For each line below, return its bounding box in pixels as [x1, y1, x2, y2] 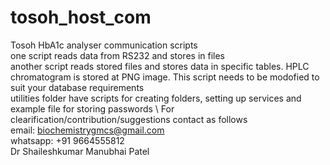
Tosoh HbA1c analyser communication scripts [10, 39, 198, 51]
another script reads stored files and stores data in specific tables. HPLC [10, 60, 310, 72]
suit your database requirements [10, 81, 145, 93]
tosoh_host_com [10, 6, 152, 29]
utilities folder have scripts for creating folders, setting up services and [10, 92, 302, 104]
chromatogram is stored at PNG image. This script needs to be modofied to [10, 71, 320, 83]
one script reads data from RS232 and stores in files [10, 49, 225, 61]
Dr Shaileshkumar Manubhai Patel [10, 145, 150, 157]
